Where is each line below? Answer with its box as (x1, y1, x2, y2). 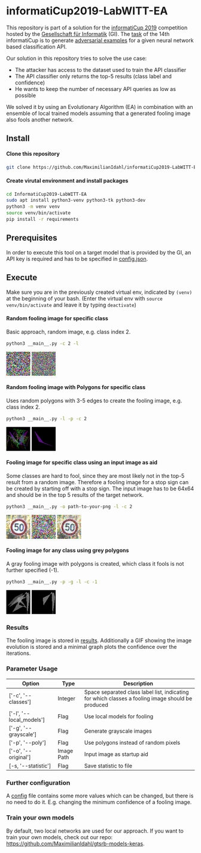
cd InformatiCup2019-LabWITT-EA (6, 191, 87, 197)
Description (123, 680, 154, 687)
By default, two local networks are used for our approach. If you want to (6, 827, 184, 834)
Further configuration (6, 778, 71, 787)
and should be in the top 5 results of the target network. (6, 491, 144, 498)
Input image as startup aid (84, 750, 148, 758)
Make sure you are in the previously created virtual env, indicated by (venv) (6, 289, 193, 296)
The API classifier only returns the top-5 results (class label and (14, 72, 172, 80)
